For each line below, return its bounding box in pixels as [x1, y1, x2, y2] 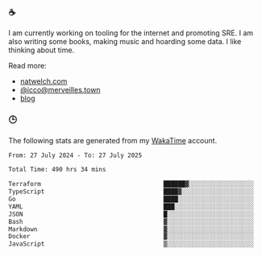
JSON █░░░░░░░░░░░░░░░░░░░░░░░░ [8, 210, 254, 218]
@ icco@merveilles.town [19, 85, 101, 95]
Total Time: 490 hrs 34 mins [8, 166, 106, 174]
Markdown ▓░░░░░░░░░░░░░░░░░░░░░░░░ [8, 225, 254, 233]
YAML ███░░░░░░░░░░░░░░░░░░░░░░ [8, 202, 254, 211]
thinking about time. [8, 45, 75, 55]
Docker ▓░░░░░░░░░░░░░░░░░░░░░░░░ [8, 233, 254, 241]
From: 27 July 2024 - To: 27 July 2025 [8, 151, 143, 159]
